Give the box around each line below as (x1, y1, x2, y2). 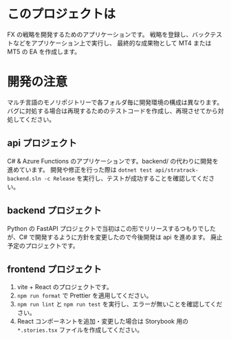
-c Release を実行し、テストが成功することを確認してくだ (43, 174, 209, 182)
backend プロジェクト (7, 205, 102, 216)
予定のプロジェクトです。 (7, 241, 79, 249)
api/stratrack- (155, 166, 199, 174)
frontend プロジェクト (7, 263, 102, 275)
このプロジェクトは (7, 6, 116, 22)
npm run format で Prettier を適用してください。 (16, 291, 153, 299)
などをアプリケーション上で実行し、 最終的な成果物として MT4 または (12, 38, 212, 47)
